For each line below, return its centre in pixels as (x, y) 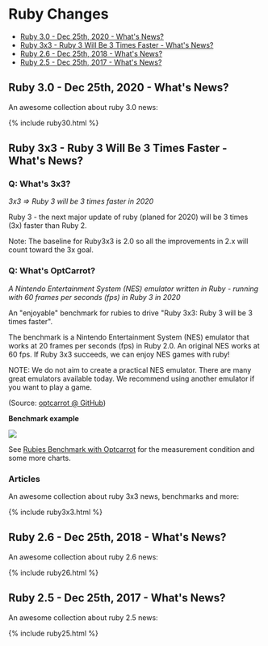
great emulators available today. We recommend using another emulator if (132, 378)
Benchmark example (44, 418)
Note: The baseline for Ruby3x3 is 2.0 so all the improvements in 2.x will (128, 241)
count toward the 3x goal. (51, 250)
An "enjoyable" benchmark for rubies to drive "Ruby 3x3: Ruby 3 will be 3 (130, 313)
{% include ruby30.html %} (54, 123)
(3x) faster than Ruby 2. (48, 226)
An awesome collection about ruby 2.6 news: (84, 557)
